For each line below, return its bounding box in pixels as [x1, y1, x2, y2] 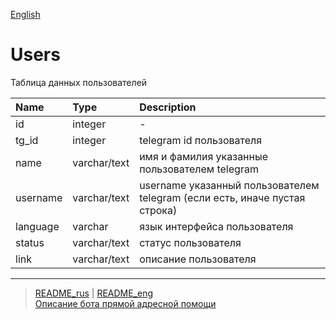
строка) [139, 203, 178, 217]
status [15, 235, 45, 249]
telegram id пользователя [139, 133, 263, 147]
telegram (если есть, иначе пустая [139, 190, 306, 204]
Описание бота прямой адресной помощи [34, 297, 217, 309]
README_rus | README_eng [34, 287, 154, 299]
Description [139, 100, 197, 114]
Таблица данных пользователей [10, 76, 148, 88]
